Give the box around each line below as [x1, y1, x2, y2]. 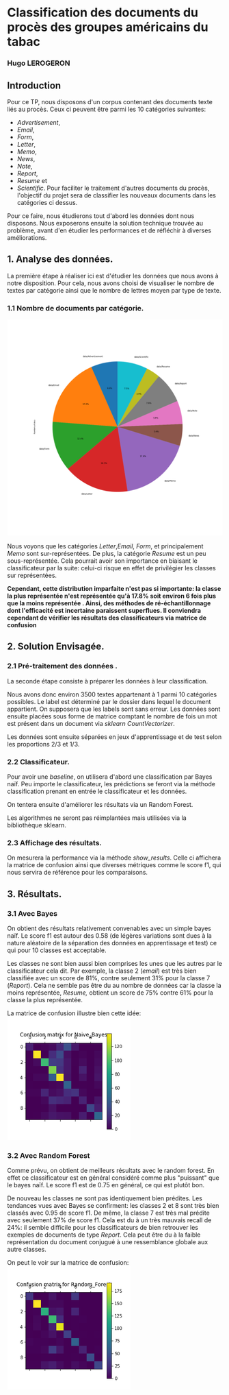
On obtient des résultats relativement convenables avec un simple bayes [7, 924, 212, 932]
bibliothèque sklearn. [7, 821, 67, 829]
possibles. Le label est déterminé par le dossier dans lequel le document [7, 697, 211, 705]
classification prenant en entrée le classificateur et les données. [7, 787, 187, 796]
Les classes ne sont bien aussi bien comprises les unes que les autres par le [7, 960, 223, 967]
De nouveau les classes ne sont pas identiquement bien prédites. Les [7, 1194, 203, 1202]
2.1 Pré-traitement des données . [7, 662, 118, 671]
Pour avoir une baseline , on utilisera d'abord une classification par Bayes [7, 773, 213, 781]
